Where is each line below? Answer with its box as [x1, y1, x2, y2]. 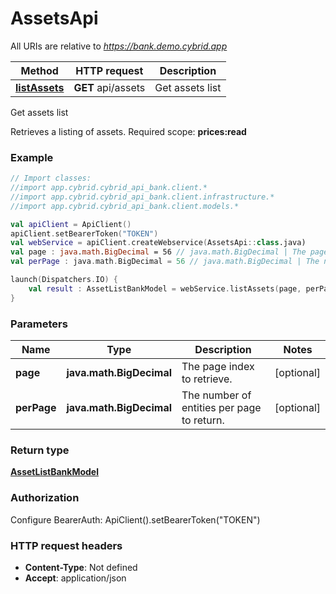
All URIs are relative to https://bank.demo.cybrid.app [10, 40, 228, 52]
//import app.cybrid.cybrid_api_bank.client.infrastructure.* [10, 192, 275, 202]
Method [20, 63, 59, 77]
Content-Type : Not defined [24, 561, 138, 573]
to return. [181, 413, 225, 427]
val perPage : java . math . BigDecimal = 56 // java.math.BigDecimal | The [10, 257, 320, 267]
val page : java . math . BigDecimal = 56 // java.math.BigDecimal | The [10, 247, 307, 257]
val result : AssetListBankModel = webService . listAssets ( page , [28, 283, 302, 294]
